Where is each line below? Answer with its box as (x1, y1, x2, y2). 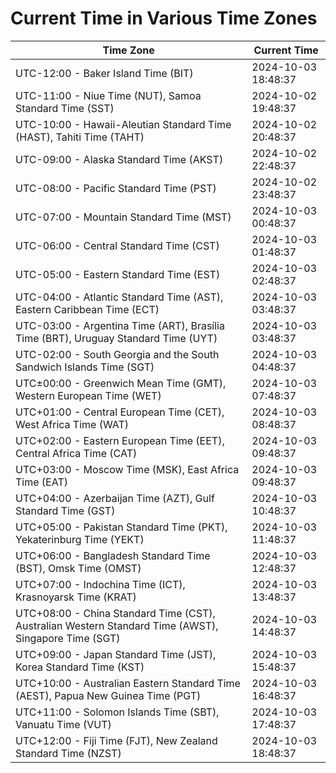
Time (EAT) (15, 475, 68, 489)
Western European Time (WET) (15, 388, 162, 402)
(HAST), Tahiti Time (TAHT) (15, 130, 145, 144)
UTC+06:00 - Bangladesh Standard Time (15, 548, 211, 562)
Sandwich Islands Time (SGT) (15, 360, 155, 374)
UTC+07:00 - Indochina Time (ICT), (15, 577, 186, 591)
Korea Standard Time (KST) (15, 660, 145, 674)
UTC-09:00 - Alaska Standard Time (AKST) (15, 152, 224, 166)
